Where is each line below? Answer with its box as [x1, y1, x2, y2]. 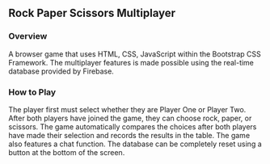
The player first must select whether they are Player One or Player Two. [8, 104, 247, 114]
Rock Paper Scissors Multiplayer [8, 6, 176, 20]
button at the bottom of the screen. [8, 147, 125, 157]
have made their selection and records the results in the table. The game [8, 130, 251, 140]
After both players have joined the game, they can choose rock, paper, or [8, 113, 252, 123]
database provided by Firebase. [8, 66, 115, 76]
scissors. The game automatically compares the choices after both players [8, 121, 257, 132]
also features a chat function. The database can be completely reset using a [8, 139, 263, 149]
